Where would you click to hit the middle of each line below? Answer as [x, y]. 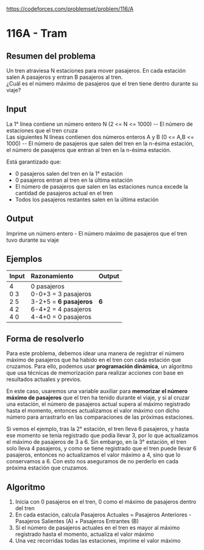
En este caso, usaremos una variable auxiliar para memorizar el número [97, 391]
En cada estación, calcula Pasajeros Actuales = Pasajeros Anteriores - [103, 515]
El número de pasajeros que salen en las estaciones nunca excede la [102, 186]
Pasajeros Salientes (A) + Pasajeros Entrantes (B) [77, 521]
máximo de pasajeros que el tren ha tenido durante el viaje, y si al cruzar [98, 398]
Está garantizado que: [34, 162]
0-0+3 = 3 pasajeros [61, 294]
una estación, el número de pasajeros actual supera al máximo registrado [98, 404]
